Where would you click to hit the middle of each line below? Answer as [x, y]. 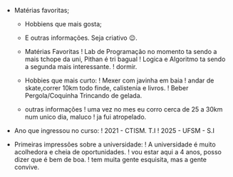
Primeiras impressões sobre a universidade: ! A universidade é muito [115, 144]
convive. [27, 167]
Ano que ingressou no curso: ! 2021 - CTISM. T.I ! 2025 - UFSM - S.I [114, 130]
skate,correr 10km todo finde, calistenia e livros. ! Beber [107, 88]
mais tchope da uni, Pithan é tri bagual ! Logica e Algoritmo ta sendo [125, 59]
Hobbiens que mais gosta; [63, 24]
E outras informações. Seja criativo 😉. [81, 38]
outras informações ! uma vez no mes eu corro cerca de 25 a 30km [124, 109]
